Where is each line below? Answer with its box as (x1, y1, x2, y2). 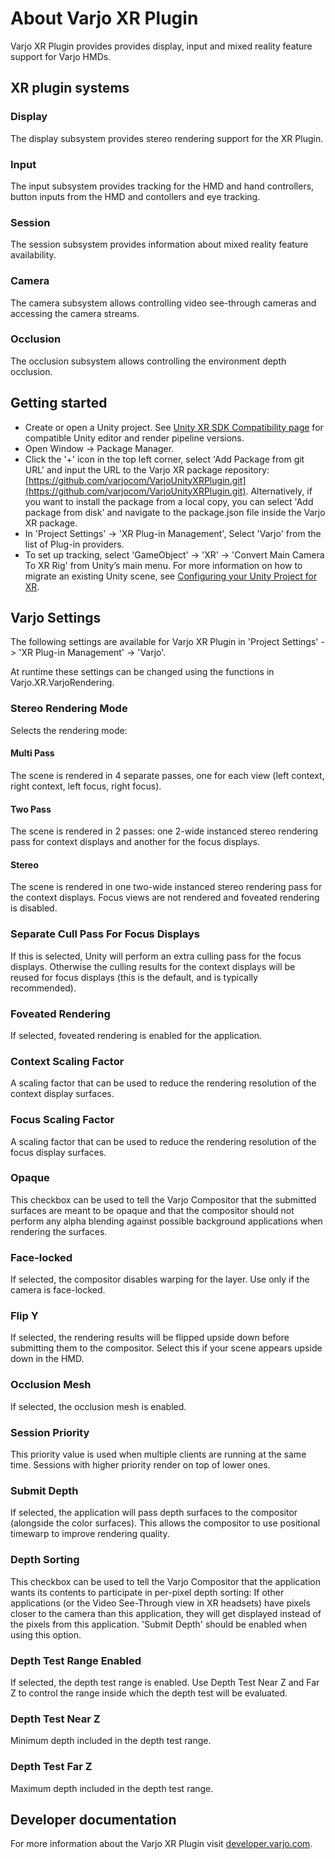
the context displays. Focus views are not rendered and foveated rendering (10, 892, 320, 904)
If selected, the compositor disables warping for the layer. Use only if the (10, 1273, 310, 1286)
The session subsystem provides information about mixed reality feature (10, 238, 309, 251)
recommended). (10, 982, 77, 994)
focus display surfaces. (10, 1146, 107, 1158)
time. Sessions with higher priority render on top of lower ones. (10, 1459, 271, 1471)
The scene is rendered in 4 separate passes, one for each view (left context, (10, 769, 325, 781)
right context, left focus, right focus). (10, 780, 162, 792)
